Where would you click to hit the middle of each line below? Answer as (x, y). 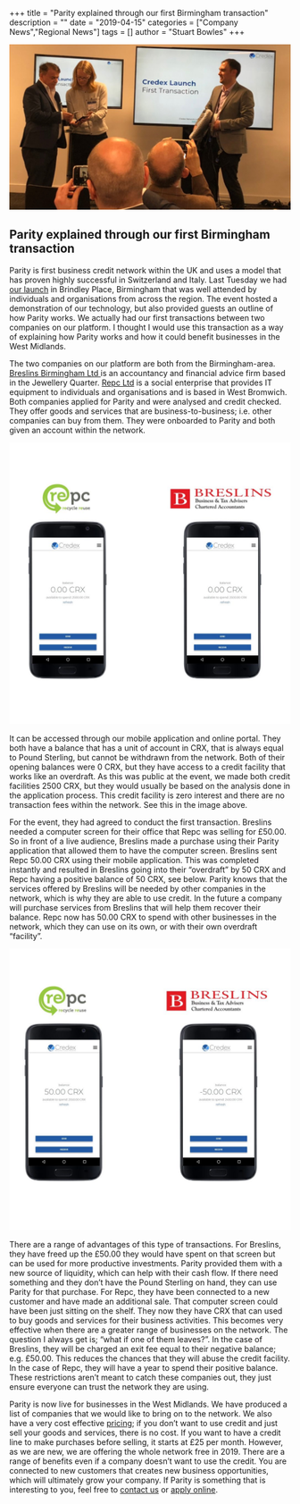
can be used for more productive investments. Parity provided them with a (146, 1263)
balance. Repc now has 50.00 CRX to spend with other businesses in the (143, 917)
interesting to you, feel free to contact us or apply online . (114, 1489)
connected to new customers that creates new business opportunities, (139, 1470)
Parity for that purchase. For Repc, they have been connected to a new (139, 1291)
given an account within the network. (77, 430)
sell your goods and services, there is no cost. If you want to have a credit (145, 1433)
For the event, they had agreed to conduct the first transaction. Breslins (141, 822)
